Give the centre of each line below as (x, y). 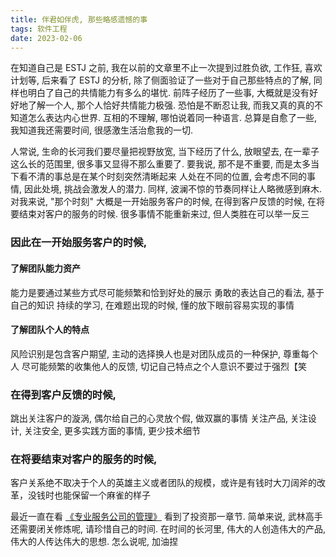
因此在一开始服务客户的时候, (79, 243)
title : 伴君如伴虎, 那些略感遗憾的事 (79, 19)
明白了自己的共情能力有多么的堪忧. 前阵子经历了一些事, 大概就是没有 (168, 93)
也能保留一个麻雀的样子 (102, 495)
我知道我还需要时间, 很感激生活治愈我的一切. (102, 130)
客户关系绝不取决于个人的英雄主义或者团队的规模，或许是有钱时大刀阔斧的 (163, 483)
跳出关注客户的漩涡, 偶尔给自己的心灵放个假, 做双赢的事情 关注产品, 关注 (159, 418)
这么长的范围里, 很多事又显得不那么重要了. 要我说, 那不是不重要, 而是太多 (160, 164)
